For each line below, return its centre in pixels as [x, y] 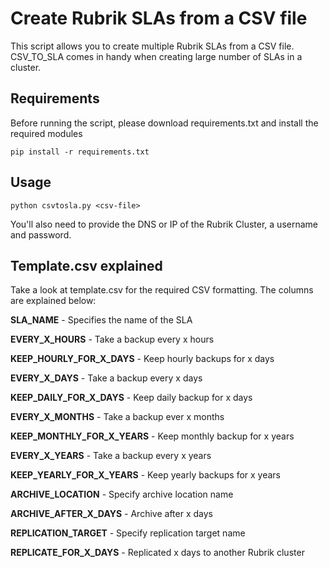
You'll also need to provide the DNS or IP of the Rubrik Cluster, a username [164, 224]
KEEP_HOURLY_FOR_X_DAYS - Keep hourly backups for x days [142, 359]
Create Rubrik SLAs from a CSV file [159, 18]
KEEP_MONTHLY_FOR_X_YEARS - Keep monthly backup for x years [152, 436]
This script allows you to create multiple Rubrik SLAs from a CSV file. [152, 46]
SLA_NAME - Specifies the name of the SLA [101, 320]
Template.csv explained [86, 265]
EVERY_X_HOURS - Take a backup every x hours [112, 339]
